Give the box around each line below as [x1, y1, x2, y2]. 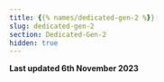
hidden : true [9, 38, 59, 48]
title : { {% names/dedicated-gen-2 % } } [9, 13, 155, 23]
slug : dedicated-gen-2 [9, 22, 95, 31]
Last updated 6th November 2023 [9, 63, 140, 74]
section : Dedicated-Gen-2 [9, 30, 106, 39]
